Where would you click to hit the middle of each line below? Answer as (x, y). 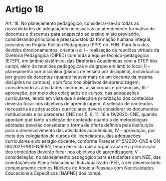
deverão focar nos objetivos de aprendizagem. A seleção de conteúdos (79, 103)
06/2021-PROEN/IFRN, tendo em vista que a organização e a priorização (80, 146)
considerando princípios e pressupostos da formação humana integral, (78, 39)
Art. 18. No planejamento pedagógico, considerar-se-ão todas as (72, 23)
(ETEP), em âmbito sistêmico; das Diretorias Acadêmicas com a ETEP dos (81, 61)
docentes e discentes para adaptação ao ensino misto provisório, (73, 34)
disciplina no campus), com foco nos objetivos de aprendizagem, (73, 82)
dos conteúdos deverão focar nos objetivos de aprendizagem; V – (73, 152)
